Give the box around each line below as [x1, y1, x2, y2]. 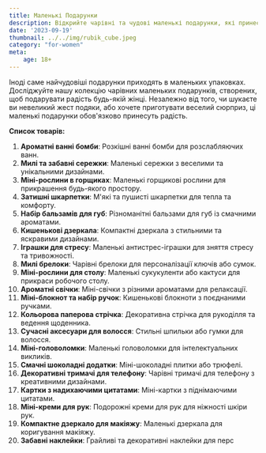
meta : [9, 48, 27, 56]
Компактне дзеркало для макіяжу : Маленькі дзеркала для [20, 418, 223, 428]
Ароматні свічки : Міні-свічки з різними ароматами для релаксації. [20, 284, 248, 293]
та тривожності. [20, 251, 74, 260]
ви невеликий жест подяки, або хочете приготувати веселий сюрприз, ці [9, 102, 256, 111]
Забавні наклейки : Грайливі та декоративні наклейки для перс [20, 436, 234, 445]
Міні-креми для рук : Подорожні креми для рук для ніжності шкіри [20, 402, 248, 411]
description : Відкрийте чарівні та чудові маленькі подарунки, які [9, 19, 236, 27]
